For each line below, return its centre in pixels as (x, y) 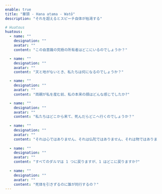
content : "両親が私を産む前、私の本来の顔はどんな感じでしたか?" (72, 94)
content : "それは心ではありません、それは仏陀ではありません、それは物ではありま (86, 139)
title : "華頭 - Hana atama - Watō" (40, 14)
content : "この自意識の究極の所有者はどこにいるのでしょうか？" (71, 50)
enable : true (18, 9)
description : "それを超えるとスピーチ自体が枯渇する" (54, 18)
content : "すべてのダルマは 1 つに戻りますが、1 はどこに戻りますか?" (77, 162)
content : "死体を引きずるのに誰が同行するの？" (56, 184)
